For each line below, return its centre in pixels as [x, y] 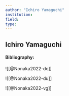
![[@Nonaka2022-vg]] [28, 88]
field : [12, 19]
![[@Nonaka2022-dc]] [28, 68]
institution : [19, 15]
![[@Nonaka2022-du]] [29, 78]
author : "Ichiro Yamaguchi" [35, 10]
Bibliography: [20, 57]
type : [11, 24]
